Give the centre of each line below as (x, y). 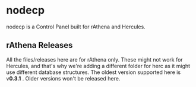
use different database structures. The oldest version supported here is (94, 72)
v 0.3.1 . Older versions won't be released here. (63, 78)
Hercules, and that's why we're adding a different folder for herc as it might (98, 66)
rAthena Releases (39, 45)
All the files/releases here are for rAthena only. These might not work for (94, 59)
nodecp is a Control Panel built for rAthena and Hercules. (76, 27)
